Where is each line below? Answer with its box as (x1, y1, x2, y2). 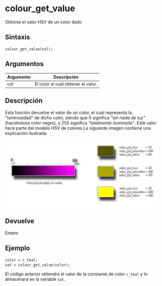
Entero (5, 230, 18, 236)
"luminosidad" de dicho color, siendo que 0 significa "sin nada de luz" (5, 115, 146, 121)
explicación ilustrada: (5, 130, 48, 136)
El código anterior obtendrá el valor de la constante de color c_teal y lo (5, 271, 148, 277)
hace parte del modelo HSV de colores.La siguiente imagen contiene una (5, 125, 151, 131)
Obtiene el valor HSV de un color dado (5, 19, 82, 25)
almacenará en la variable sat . (5, 276, 65, 282)
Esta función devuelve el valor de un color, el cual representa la (5, 109, 132, 115)
